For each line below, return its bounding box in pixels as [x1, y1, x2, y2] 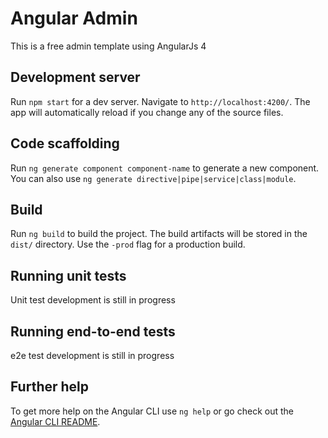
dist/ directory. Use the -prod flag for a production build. [10, 238, 246, 251]
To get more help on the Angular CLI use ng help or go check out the [10, 405, 294, 417]
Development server [10, 69, 141, 86]
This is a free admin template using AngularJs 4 [10, 40, 207, 52]
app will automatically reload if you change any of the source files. [10, 106, 284, 118]
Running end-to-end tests [10, 323, 176, 340]
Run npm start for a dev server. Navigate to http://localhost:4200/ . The [10, 95, 311, 107]
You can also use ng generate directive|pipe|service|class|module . [10, 172, 297, 184]
